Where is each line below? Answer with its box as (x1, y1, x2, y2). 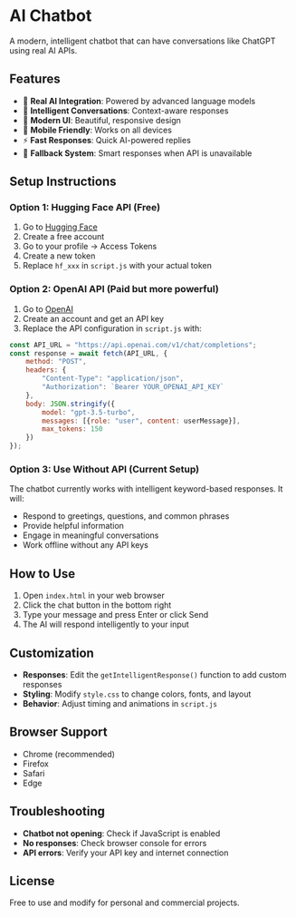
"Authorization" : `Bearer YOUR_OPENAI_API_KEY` (42, 383, 224, 392)
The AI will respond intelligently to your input (22, 619, 190, 630)
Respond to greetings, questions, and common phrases (22, 511, 230, 522)
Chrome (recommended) (22, 748, 116, 759)
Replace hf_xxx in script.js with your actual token (22, 260, 213, 271)
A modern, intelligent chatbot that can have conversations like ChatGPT (9, 35, 276, 46)
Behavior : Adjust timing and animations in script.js (22, 698, 217, 709)
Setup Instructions (9, 174, 117, 190)
